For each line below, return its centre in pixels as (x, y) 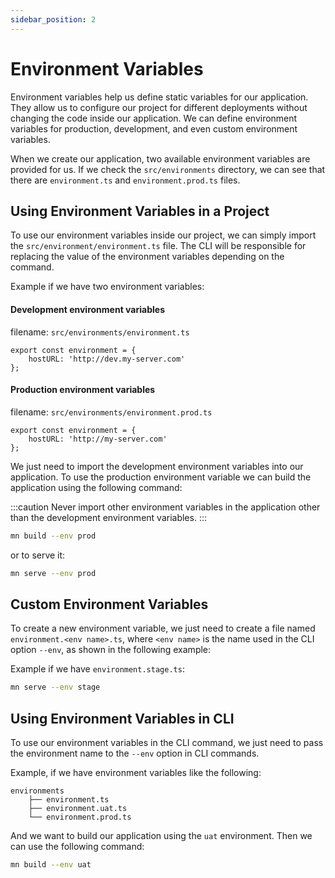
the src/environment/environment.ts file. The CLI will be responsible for (158, 246)
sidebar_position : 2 (53, 19)
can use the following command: (77, 847)
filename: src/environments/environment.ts (100, 332)
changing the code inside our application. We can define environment (154, 118)
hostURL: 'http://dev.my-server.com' (107, 359)
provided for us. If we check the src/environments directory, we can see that (168, 169)
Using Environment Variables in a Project (140, 211)
